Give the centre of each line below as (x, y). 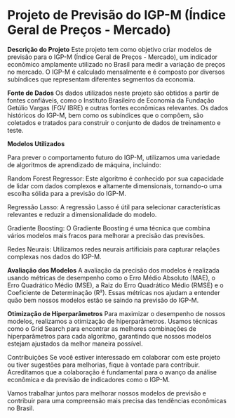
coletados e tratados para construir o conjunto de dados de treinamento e (114, 122)
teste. (15, 130)
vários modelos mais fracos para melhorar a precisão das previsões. (106, 235)
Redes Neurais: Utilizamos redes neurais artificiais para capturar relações (114, 249)
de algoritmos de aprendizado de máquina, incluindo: (84, 164)
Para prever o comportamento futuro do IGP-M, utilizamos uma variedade (114, 157)
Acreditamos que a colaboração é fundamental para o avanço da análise (112, 372)
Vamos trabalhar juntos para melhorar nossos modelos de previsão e (107, 393)
